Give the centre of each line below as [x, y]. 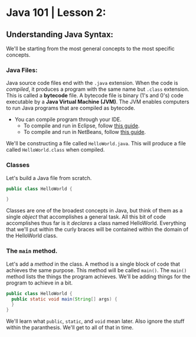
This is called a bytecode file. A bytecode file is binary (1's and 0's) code [95, 96]
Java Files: [22, 70]
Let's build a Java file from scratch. [49, 178]
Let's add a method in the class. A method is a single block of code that [93, 264]
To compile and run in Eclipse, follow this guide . [81, 126]
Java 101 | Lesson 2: [56, 13]
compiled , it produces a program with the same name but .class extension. [98, 89]
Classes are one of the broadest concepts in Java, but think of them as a [94, 211]
